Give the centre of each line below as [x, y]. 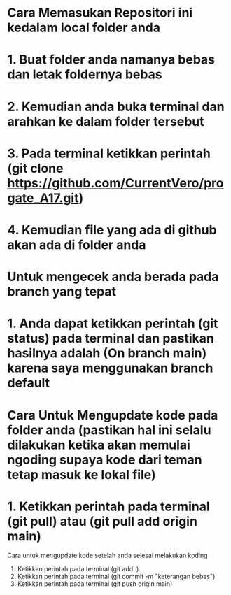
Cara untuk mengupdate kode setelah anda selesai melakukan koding [107, 555]
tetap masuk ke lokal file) [82, 474]
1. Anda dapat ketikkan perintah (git [113, 324]
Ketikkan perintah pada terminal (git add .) [78, 569]
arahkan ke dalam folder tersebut [106, 121]
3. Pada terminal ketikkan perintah [109, 153]
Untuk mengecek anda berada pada [113, 277]
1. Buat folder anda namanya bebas [111, 60]
